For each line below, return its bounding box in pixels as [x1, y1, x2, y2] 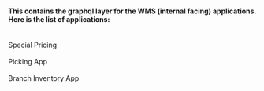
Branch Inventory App [8, 74, 80, 83]
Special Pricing [8, 40, 58, 50]
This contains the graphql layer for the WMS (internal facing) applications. [8, 6, 257, 16]
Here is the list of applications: [8, 14, 110, 24]
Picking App [8, 57, 48, 67]
